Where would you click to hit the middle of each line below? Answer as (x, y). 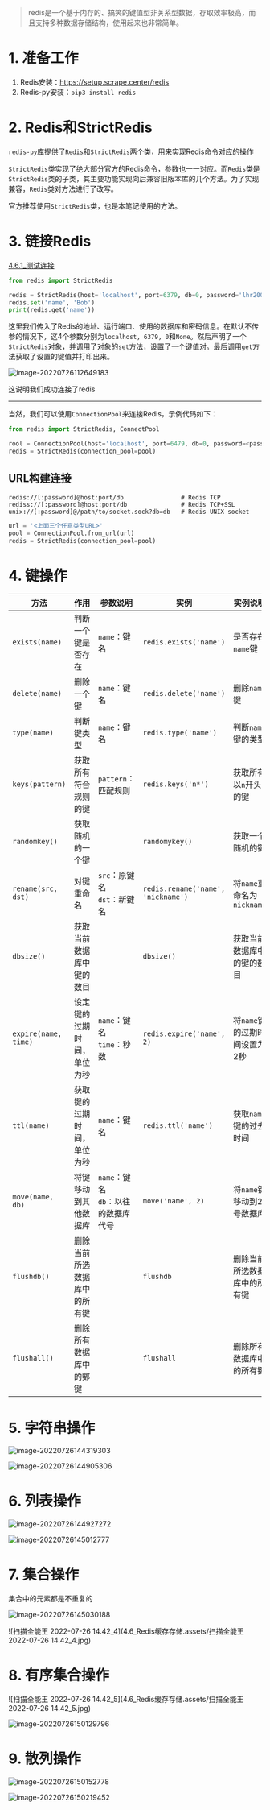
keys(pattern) (39, 784)
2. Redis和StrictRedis (80, 128)
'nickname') (166, 897)
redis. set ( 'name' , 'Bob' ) (51, 302)
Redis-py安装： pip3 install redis (78, 92)
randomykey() (168, 842)
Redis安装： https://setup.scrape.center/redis (94, 82)
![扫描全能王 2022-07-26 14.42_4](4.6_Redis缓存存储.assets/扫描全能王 (127, 1631)
